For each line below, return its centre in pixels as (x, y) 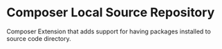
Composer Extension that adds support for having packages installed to (109, 31)
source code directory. (39, 38)
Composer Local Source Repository (111, 13)
